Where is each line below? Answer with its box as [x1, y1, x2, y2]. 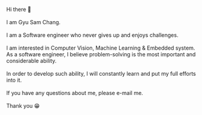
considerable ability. [6, 57, 57, 64]
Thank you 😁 [6, 102, 40, 109]
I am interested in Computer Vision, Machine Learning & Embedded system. [6, 44, 195, 51]
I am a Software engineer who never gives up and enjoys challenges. [6, 31, 179, 39]
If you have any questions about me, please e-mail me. [6, 90, 144, 96]
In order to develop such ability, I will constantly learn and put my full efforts [6, 70, 196, 77]
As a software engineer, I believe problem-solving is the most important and [6, 51, 196, 57]
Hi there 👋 [6, 6, 32, 13]
